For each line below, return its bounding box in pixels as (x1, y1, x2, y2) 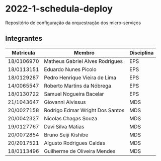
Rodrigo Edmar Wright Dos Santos (44, 107, 125, 114)
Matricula (12, 49, 35, 56)
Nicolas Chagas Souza (44, 115, 98, 122)
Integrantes (5, 34, 43, 43)
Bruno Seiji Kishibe (44, 131, 89, 138)
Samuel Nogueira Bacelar (44, 90, 104, 97)
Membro (73, 49, 95, 56)
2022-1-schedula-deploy (5, 3, 113, 15)
